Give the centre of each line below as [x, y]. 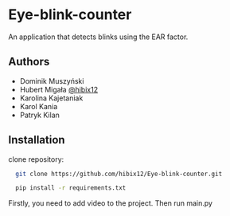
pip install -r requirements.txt [71, 188]
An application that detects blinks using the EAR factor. [98, 37]
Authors [29, 62]
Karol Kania [39, 106]
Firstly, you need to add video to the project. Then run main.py [111, 203]
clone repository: [36, 159]
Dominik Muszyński [52, 81]
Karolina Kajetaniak [51, 98]
